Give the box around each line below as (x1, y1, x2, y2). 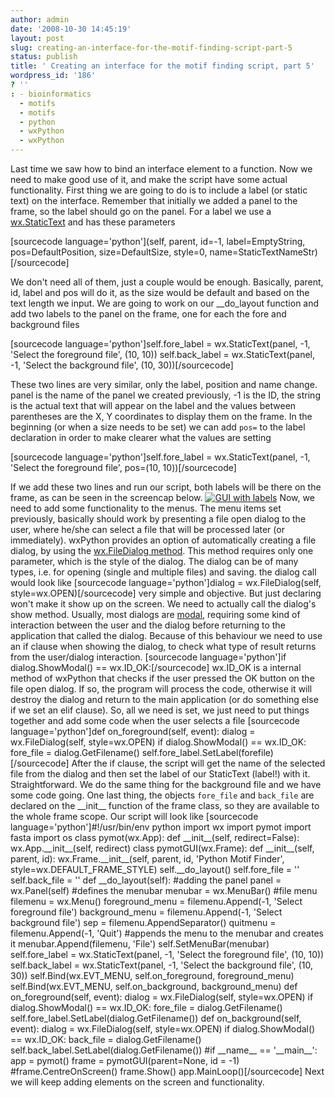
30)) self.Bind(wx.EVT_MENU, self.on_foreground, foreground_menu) (10, 970, 295, 981)
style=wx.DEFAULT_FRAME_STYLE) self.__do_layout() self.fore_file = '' (10, 864, 300, 875)
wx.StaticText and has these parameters (10, 216, 176, 228)
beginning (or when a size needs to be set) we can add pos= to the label (10, 421, 306, 433)
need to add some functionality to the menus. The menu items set (10, 502, 282, 514)
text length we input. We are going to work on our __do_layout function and (10, 297, 320, 309)
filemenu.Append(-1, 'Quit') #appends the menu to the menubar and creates (10, 927, 324, 939)
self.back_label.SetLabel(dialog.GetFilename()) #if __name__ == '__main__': (10, 1044, 318, 1056)
